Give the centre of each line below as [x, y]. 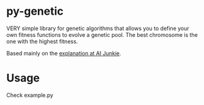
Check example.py [30, 95]
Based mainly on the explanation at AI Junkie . [64, 53]
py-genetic [35, 11]
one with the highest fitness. [42, 41]
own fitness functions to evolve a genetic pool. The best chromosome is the [102, 34]
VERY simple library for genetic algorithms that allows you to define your [98, 28]
